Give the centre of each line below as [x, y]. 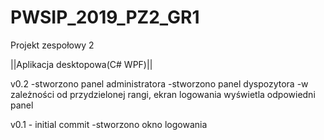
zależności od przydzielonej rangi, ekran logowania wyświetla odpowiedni [163, 94]
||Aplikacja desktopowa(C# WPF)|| [81, 64]
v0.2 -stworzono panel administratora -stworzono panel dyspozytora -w [159, 83]
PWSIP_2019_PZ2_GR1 [105, 17]
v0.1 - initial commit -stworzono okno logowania [109, 124]
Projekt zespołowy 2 [52, 45]
